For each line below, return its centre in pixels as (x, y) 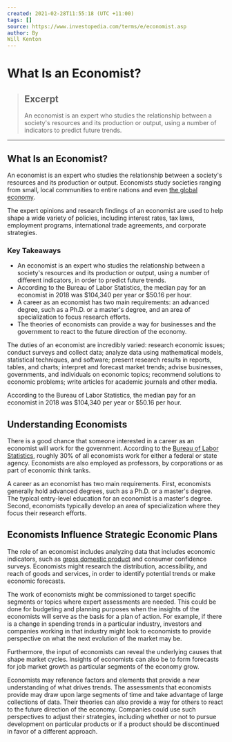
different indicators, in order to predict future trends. (91, 280)
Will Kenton (24, 39)
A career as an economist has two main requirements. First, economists (109, 484)
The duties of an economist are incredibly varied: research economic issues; (116, 345)
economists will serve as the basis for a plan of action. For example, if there (115, 616)
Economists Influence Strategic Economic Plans (112, 535)
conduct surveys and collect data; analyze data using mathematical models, (115, 353)
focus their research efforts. (47, 513)
